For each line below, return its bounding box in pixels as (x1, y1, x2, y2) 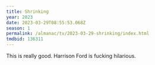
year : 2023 (6, 14, 33, 20)
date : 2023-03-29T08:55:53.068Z (6, 19, 86, 25)
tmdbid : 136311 (6, 36, 44, 42)
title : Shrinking (6, 8, 49, 15)
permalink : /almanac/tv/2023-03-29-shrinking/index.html (6, 31, 150, 37)
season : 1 (6, 25, 31, 31)
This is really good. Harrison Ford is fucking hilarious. (6, 53, 136, 59)
